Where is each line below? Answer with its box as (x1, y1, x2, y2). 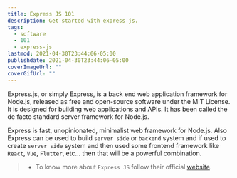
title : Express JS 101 (7, 10, 75, 18)
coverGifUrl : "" (7, 70, 56, 77)
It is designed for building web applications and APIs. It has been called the (7, 105, 228, 113)
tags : (7, 23, 23, 31)
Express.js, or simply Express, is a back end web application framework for (7, 90, 228, 98)
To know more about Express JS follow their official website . (35, 162, 212, 171)
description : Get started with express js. (7, 17, 139, 24)
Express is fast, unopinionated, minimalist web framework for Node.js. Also (7, 126, 228, 135)
